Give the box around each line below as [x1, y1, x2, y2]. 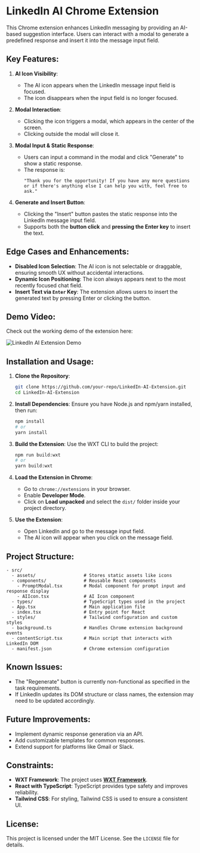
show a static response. [23, 160, 82, 167]
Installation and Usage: [6, 356, 94, 366]
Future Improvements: [6, 714, 91, 725]
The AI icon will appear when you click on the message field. [23, 534, 174, 541]
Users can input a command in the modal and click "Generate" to [23, 153, 184, 160]
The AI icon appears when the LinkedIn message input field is [23, 81, 176, 89]
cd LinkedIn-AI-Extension [14, 390, 79, 396]
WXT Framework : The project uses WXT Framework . [14, 776, 148, 784]
